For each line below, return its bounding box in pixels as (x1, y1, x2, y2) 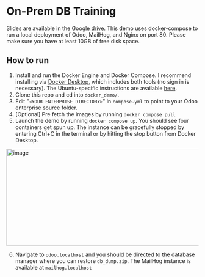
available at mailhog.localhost (15, 264, 92, 271)
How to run (6, 55, 49, 65)
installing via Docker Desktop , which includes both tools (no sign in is (15, 78, 190, 85)
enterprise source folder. (15, 104, 78, 111)
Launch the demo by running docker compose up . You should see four (15, 117, 189, 124)
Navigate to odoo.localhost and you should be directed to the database (15, 251, 195, 258)
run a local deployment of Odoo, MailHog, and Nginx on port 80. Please (6, 31, 186, 38)
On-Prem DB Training (6, 4, 117, 18)
